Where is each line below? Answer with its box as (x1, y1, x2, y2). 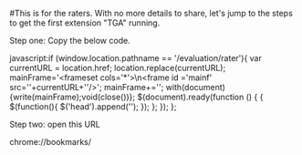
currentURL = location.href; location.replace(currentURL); (9, 63, 226, 73)
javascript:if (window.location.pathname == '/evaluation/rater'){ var (9, 53, 262, 63)
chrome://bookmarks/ (9, 137, 92, 147)
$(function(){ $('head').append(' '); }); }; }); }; (9, 101, 177, 112)
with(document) (165, 82, 226, 92)
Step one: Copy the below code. (9, 36, 130, 46)
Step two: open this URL (9, 119, 100, 129)
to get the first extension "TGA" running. (9, 17, 161, 28)
